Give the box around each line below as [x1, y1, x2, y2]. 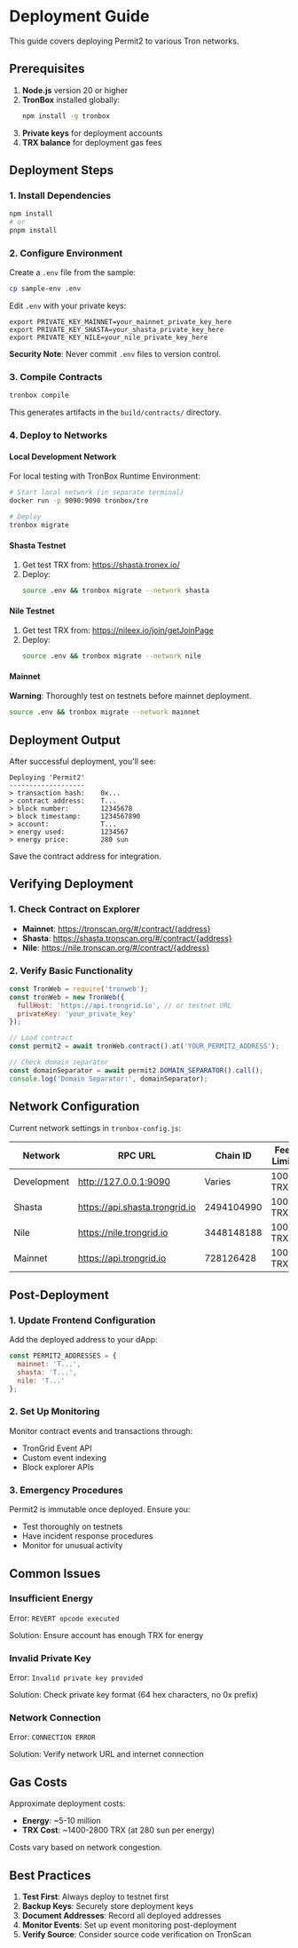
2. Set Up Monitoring [9, 1406, 100, 1418]
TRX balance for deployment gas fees [21, 137, 162, 147]
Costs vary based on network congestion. [9, 1842, 162, 1853]
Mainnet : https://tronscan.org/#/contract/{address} [21, 923, 211, 934]
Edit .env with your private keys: [9, 300, 127, 312]
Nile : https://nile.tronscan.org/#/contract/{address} [21, 942, 210, 953]
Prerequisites [9, 61, 85, 76]
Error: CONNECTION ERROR [9, 1731, 96, 1742]
